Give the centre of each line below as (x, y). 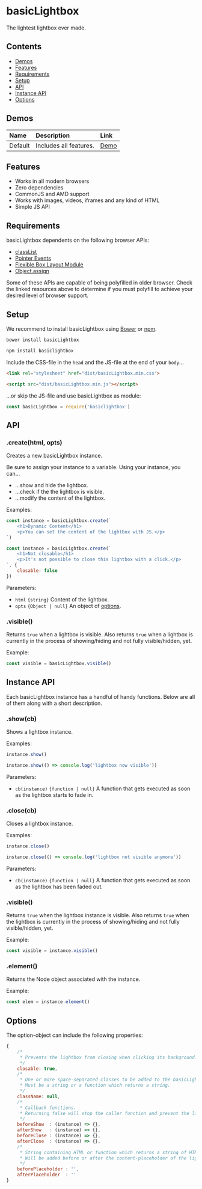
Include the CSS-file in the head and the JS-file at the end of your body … (95, 362)
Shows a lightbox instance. (40, 732)
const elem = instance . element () (48, 1002)
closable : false (38, 571)
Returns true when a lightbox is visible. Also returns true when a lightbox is (100, 634)
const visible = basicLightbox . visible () (59, 664)
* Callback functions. (48, 1108)
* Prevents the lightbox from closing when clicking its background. (109, 1057)
